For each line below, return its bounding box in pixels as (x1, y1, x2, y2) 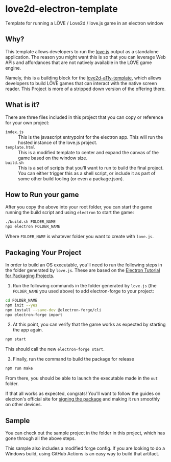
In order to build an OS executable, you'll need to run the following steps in (5, 262, 162, 268)
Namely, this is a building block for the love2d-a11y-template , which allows (5, 75, 162, 81)
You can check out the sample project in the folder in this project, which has (5, 430, 165, 436)
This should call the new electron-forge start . (5, 346, 105, 352)
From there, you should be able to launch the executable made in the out (5, 375, 158, 382)
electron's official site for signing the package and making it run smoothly (5, 396, 160, 402)
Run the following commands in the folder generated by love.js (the (12, 282, 157, 288)
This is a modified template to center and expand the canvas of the (18, 149, 159, 155)
